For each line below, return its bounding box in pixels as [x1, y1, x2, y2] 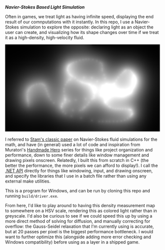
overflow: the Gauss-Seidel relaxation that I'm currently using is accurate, [5, 223, 154, 229]
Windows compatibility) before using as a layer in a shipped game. [5, 239, 140, 245]
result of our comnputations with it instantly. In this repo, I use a [5, 19, 134, 25]
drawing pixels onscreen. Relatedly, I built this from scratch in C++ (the [5, 157, 149, 163]
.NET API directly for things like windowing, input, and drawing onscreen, [5, 167, 153, 174]
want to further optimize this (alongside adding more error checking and [5, 234, 151, 240]
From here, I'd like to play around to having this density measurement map [5, 202, 156, 208]
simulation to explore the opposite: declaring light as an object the [20, 24, 154, 30]
